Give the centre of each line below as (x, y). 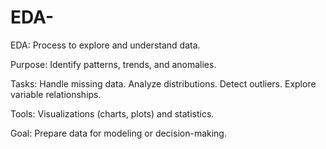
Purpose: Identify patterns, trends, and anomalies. (113, 64)
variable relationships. (56, 94)
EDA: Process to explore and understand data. (105, 45)
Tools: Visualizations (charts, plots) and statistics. (112, 113)
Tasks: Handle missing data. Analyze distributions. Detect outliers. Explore (163, 83)
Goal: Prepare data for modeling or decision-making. (118, 133)
